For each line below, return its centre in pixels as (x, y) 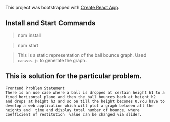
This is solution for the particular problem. (74, 76)
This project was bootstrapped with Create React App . (62, 7)
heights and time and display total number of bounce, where (73, 110)
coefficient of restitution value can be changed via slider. (74, 114)
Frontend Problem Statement (35, 88)
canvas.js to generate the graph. (52, 60)
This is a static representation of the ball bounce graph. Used (82, 55)
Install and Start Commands (50, 23)
